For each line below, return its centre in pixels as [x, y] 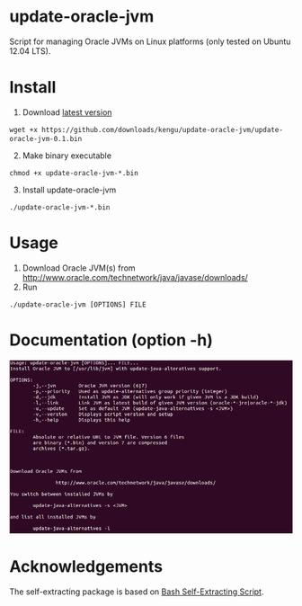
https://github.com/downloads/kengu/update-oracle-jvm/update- [162, 129]
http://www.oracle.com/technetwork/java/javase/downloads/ [135, 277]
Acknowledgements [86, 567]
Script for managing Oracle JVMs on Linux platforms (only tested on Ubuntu [150, 41]
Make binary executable [67, 156]
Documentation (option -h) [111, 340]
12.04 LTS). [30, 50]
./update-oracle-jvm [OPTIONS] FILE [78, 304]
